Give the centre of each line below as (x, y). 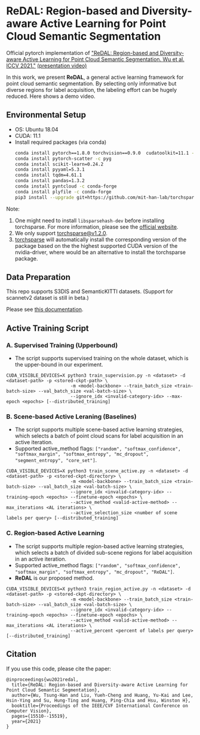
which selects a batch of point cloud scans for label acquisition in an (99, 436)
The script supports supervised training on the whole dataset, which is (102, 358)
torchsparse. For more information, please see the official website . (96, 227)
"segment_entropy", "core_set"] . (56, 460)
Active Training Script (48, 328)
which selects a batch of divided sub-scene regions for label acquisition (103, 552)
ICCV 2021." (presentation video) (47, 65)
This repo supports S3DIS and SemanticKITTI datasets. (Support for (90, 291)
